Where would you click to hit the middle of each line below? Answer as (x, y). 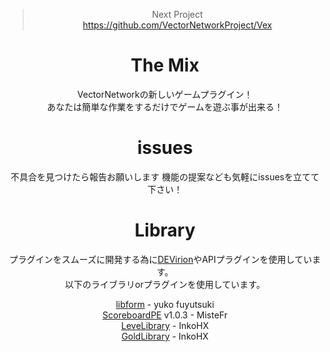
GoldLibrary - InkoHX (165, 336)
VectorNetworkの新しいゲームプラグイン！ (165, 94)
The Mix (165, 65)
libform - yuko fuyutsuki (165, 304)
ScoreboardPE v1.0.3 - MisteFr (165, 315)
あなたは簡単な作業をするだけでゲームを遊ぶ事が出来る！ (165, 106)
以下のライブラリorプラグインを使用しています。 (165, 284)
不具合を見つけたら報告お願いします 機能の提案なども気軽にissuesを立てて (165, 176)
